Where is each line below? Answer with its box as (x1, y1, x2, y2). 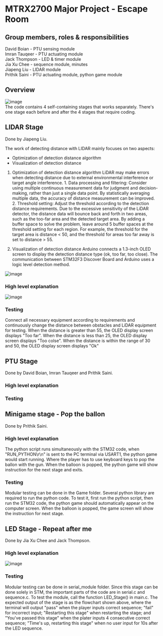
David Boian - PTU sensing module (5, 46, 75, 52)
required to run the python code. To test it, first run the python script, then (5, 495, 153, 501)
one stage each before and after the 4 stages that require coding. (5, 109, 136, 115)
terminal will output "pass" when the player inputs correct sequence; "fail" (5, 604, 154, 610)
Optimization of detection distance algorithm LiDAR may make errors (12, 169, 149, 175)
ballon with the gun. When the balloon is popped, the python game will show (5, 462, 158, 467)
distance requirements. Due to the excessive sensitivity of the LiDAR (12, 206, 149, 211)
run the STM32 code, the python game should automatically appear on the (5, 500, 154, 506)
